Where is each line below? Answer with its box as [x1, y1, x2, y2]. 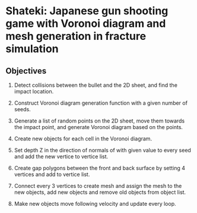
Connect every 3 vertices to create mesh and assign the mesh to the [14, 183, 182, 189]
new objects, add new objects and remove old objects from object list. [14, 189, 186, 196]
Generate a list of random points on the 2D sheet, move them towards [14, 117, 185, 124]
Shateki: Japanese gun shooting [5, 4, 169, 18]
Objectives [5, 65, 47, 76]
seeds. [14, 106, 31, 112]
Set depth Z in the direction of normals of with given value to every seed [14, 147, 191, 154]
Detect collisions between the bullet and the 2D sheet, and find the [14, 82, 177, 89]
